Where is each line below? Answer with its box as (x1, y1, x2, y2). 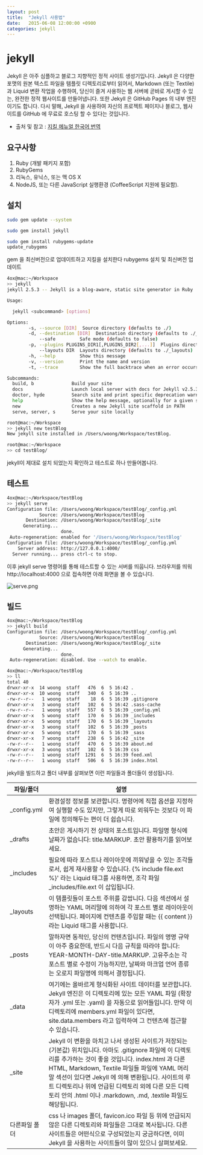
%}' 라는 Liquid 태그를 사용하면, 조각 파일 (48, 874, 160, 882)
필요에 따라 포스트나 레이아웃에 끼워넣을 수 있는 (48, 856, 175, 864)
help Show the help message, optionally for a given (12, 398, 193, 404)
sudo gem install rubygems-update (7, 238, 94, 245)
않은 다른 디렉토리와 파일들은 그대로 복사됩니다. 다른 (48, 1121, 188, 1129)
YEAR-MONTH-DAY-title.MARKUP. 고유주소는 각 (48, 951, 187, 959)
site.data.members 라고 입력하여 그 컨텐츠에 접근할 (48, 1017, 187, 1025)
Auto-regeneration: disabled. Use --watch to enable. (9, 657, 148, 663)
